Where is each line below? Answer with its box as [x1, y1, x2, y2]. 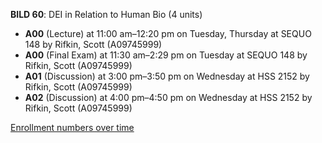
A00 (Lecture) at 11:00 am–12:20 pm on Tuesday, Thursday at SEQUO [24, 28, 312, 39]
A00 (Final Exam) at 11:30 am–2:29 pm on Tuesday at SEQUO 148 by [24, 49, 308, 61]
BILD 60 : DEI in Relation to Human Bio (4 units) [10, 9, 203, 20]
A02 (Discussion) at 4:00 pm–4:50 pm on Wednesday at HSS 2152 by [24, 92, 313, 103]
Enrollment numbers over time [10, 122, 135, 133]
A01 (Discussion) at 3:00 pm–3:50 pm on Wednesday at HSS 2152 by [24, 70, 310, 82]
